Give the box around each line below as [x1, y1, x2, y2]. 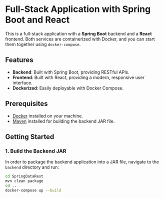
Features [5, 56, 33, 64]
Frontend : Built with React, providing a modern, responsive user [12, 74, 145, 80]
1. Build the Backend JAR [5, 147, 66, 154]
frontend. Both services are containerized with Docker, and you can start [5, 36, 155, 42]
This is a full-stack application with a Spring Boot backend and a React [5, 30, 152, 36]
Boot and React [5, 14, 70, 25]
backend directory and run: [5, 164, 59, 170]
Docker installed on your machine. [12, 112, 83, 118]
